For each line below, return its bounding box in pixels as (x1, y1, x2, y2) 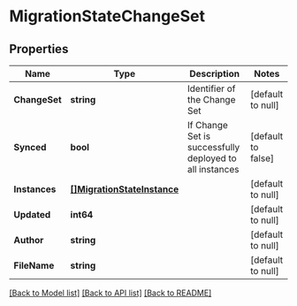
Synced (13, 142, 47, 153)
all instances (187, 164, 240, 175)
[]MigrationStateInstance (70, 183, 179, 195)
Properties (9, 42, 69, 57)
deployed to (187, 152, 237, 164)
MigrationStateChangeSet (9, 6, 206, 27)
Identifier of (187, 82, 236, 95)
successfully (187, 142, 240, 153)
